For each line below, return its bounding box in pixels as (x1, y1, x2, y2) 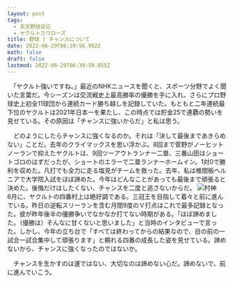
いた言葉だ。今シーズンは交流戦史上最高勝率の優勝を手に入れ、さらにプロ (7, 90, 220, 99)
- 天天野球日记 (13, 23, 51, 30)
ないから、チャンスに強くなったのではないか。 (7, 244, 141, 252)
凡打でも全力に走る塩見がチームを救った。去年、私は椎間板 (43, 166, 214, 175)
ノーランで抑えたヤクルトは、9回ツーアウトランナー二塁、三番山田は (7, 149, 206, 157)
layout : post (7, 10, 45, 17)
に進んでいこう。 (7, 268, 56, 276)
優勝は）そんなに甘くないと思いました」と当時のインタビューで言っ (22, 218, 218, 227)
